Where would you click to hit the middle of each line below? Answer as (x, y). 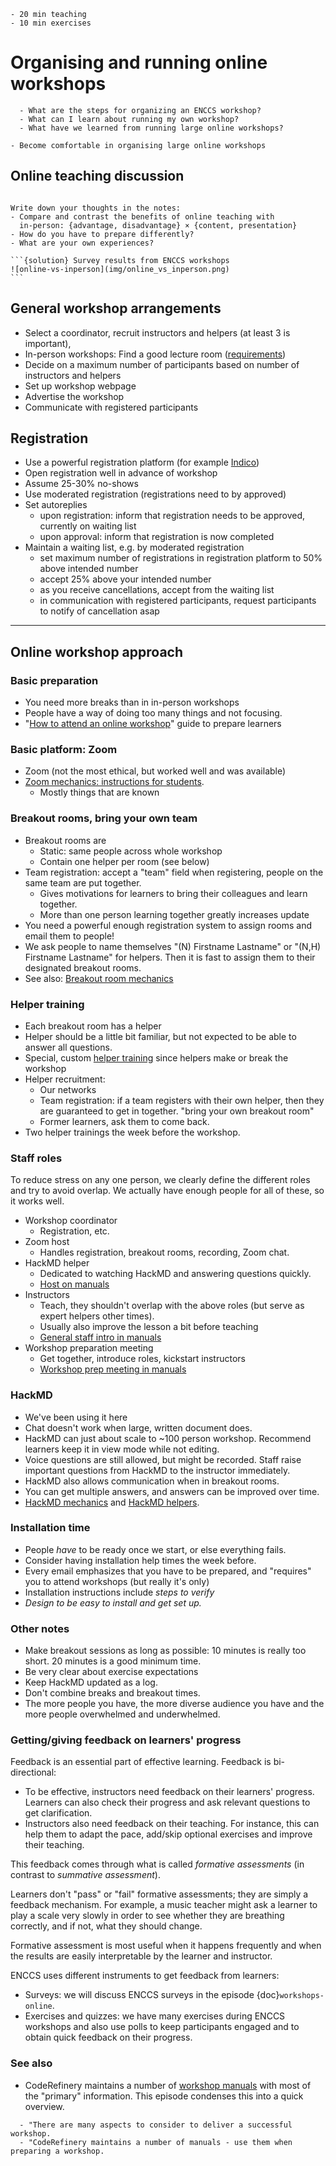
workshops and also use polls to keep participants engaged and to (162, 2027)
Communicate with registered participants (111, 407)
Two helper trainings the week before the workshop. (132, 1132)
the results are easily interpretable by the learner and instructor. (141, 1956)
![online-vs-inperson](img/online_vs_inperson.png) (120, 269)
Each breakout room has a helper (93, 1026)
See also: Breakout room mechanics (99, 978)
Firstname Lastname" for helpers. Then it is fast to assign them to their (170, 957)
